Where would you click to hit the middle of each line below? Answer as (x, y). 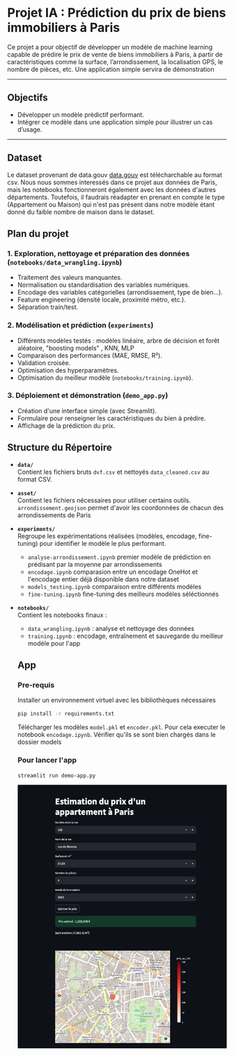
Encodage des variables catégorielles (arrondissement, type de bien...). (120, 292)
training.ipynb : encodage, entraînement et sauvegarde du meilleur (126, 636)
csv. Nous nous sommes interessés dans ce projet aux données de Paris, (112, 182)
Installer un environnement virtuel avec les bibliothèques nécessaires (116, 700)
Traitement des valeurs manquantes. (70, 278)
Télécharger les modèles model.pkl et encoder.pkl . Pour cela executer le (121, 727)
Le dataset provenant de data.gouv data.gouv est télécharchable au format (115, 174)
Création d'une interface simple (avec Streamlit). (87, 410)
